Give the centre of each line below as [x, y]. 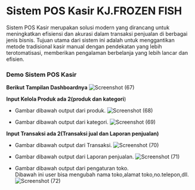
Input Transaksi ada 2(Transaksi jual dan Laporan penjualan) [83, 134]
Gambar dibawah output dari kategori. [61, 122]
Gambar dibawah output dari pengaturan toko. [72, 169]
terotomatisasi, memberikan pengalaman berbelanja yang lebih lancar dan [97, 52]
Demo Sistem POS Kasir [41, 74]
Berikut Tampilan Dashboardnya [47, 88]
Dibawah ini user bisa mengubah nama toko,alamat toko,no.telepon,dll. [102, 175]
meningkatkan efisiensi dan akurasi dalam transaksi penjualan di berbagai [97, 33]
